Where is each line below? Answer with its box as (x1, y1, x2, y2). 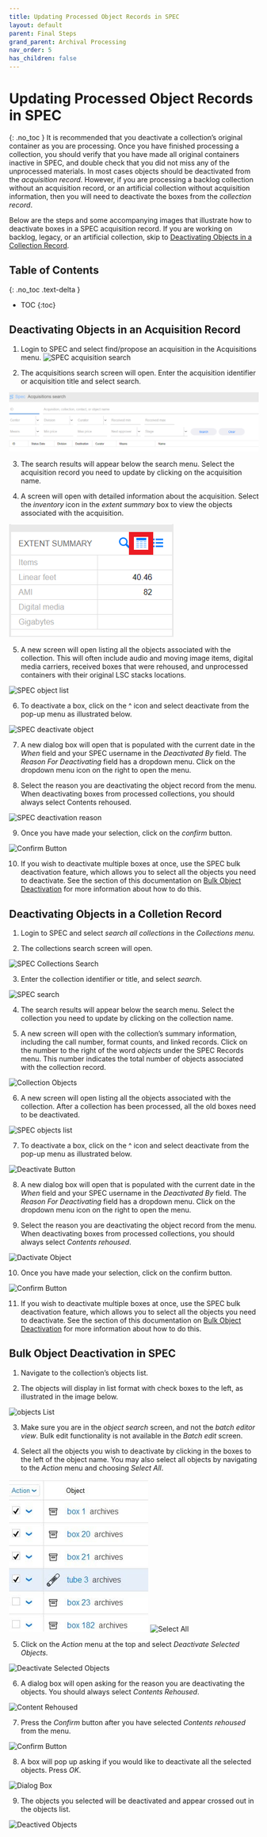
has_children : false (9, 55, 78, 63)
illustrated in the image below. (20, 1392, 118, 1401)
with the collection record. (20, 1062, 106, 1071)
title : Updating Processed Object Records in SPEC (9, 13, 180, 21)
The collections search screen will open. (20, 943, 153, 953)
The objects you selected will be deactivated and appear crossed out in (20, 1796, 254, 1805)
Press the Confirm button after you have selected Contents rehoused (20, 1717, 246, 1727)
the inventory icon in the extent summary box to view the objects (20, 500, 233, 510)
